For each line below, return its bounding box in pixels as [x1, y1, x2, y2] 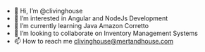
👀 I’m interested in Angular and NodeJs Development [13, 14, 168, 22]
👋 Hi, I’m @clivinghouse [13, 7, 83, 15]
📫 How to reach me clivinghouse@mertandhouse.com [13, 37, 174, 45]
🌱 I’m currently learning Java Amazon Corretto [13, 22, 149, 30]
